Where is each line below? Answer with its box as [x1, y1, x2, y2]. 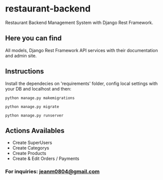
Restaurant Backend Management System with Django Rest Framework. [5, 19, 153, 25]
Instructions [5, 67, 44, 75]
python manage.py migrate [5, 104, 59, 109]
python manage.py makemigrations [5, 95, 75, 100]
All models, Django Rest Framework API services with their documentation [5, 47, 158, 53]
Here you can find [5, 34, 62, 42]
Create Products [12, 150, 46, 156]
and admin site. [5, 52, 37, 58]
